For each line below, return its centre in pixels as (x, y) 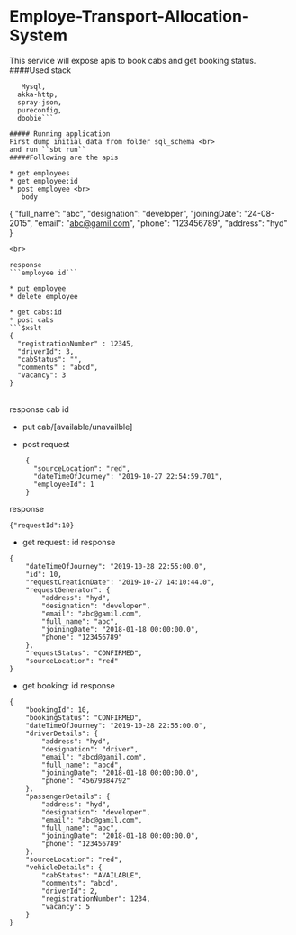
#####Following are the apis (64, 157)
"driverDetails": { (62, 733)
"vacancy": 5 (66, 906)
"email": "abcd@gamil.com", (94, 757)
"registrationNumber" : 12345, (76, 344)
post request (46, 444)
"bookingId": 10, (58, 710)
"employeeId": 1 (63, 484)
